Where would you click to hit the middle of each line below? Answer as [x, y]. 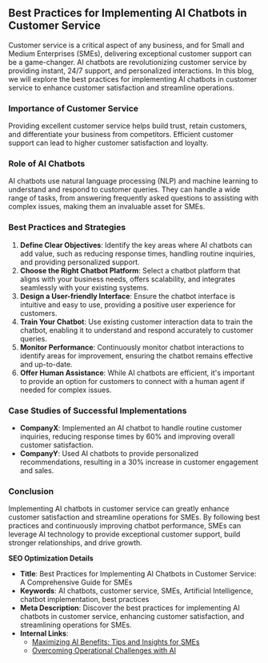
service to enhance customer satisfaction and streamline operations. [121, 87]
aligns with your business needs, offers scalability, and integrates [128, 279]
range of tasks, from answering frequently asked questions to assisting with [133, 198]
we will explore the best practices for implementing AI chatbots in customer [133, 79]
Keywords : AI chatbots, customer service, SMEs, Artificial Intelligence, [136, 591]
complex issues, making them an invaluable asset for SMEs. [107, 207]
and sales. [37, 471]
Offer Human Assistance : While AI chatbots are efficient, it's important [137, 373]
